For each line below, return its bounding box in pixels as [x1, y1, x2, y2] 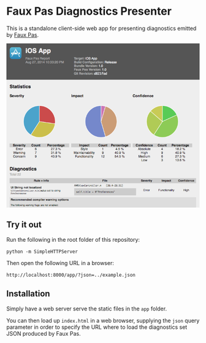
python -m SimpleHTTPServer [6, 249, 78, 255]
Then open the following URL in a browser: [6, 259, 115, 266]
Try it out [6, 220, 42, 230]
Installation [6, 288, 50, 299]
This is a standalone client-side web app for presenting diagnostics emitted [6, 25, 197, 32]
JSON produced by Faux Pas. [6, 330, 81, 337]
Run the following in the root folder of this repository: [6, 236, 140, 243]
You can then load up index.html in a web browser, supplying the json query [6, 317, 200, 324]
